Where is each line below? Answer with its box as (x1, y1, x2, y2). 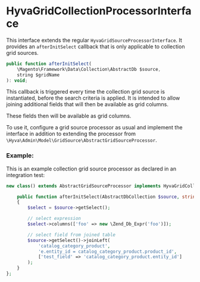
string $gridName (17, 72, 60, 78)
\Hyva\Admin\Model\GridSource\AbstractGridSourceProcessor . (6, 137, 157, 144)
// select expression (27, 216, 82, 222)
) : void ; (6, 78, 28, 83)
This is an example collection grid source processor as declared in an (6, 165, 177, 172)
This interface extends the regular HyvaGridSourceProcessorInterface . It (6, 36, 183, 44)
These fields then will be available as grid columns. (6, 112, 132, 120)
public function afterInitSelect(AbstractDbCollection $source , (17, 194, 180, 200)
